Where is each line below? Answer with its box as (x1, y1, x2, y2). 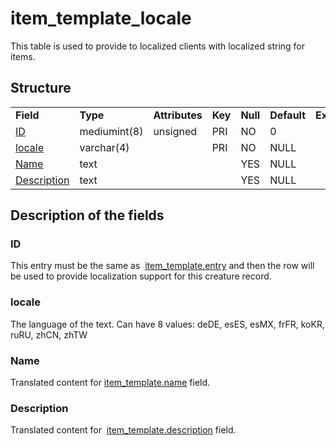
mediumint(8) (79, 124, 144, 138)
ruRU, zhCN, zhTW (10, 328, 88, 341)
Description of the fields (10, 207, 165, 224)
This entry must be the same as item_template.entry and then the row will (10, 260, 315, 272)
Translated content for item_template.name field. (10, 377, 211, 389)
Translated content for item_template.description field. (10, 424, 237, 436)
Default (269, 108, 307, 122)
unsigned (153, 124, 198, 138)
